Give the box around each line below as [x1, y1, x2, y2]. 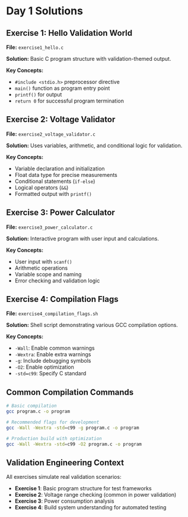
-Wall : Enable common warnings [14, 344, 95, 352]
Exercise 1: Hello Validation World [6, 28, 133, 38]
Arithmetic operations [14, 264, 68, 272]
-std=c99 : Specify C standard [14, 370, 87, 377]
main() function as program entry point [14, 85, 110, 92]
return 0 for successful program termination [14, 97, 125, 104]
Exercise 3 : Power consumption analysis [14, 497, 114, 504]
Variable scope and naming [14, 270, 82, 278]
